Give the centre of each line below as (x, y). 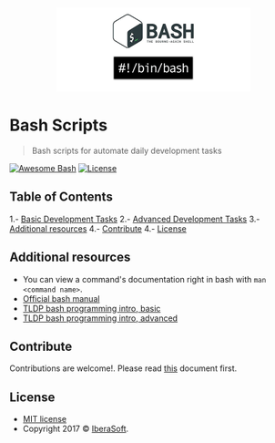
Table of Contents (61, 197)
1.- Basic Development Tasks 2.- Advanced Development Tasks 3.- (135, 219)
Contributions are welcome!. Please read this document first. (123, 368)
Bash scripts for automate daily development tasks (127, 150)
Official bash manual (61, 298)
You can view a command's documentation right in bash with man (144, 279)
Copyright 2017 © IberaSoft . (76, 429)
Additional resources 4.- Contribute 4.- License (98, 228)
